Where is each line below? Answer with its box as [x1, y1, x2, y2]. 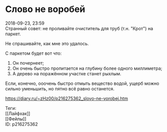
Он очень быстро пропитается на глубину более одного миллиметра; [12, 65, 162, 71]
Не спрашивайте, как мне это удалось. [5, 40, 89, 46]
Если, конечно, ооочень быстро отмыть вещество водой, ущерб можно [5, 80, 159, 86]
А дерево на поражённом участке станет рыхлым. [12, 70, 121, 76]
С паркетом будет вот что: [5, 50, 62, 56]
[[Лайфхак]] [5, 110, 31, 116]
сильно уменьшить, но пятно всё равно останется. [5, 85, 115, 91]
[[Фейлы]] [5, 115, 27, 121]
